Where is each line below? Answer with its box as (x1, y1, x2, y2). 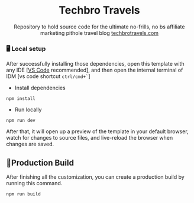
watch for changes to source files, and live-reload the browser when (6, 134, 173, 141)
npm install (6, 96, 35, 102)
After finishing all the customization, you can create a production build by (6, 173, 185, 181)
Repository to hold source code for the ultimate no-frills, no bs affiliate (14, 23, 185, 30)
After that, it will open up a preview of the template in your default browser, (6, 128, 189, 135)
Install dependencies (14, 84, 66, 92)
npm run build (6, 191, 41, 197)
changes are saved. (6, 140, 54, 148)
